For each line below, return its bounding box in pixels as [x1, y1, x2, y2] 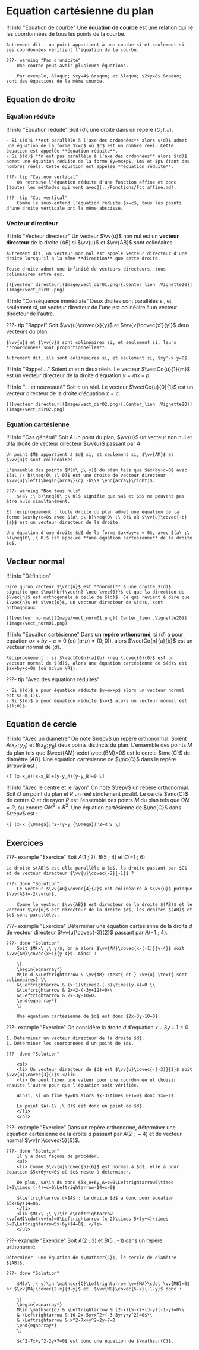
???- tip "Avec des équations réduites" [6, 676, 100, 683]
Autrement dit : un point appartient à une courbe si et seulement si [6, 42, 185, 48]
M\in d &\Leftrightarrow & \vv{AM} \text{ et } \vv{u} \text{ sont [17, 972, 187, 978]
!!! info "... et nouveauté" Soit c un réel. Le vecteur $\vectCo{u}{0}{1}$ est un [6, 383, 194, 390]
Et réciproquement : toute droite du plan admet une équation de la [6, 509, 179, 515]
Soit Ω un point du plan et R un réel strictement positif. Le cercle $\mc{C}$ [6, 790, 189, 797]
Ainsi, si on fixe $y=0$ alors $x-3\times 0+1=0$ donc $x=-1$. [17, 1093, 177, 1099]
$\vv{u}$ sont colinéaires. [6, 457, 76, 463]
